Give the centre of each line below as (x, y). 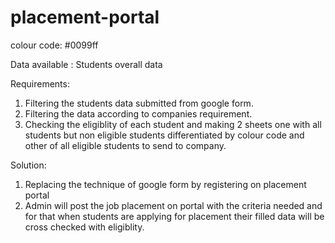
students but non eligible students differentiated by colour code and (164, 135)
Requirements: (40, 83)
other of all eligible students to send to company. (125, 145)
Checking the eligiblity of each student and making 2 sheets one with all (173, 124)
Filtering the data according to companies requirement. (138, 113)
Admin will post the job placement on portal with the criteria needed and (173, 205)
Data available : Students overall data (86, 64)
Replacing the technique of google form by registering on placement (165, 184)
